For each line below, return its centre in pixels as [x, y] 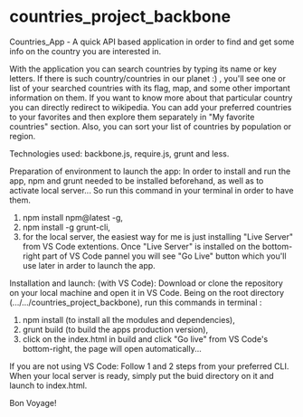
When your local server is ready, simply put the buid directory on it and [142, 375]
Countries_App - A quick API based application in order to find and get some [152, 42]
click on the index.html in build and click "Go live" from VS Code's [145, 339]
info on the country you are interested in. [85, 51]
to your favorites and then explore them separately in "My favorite [132, 117]
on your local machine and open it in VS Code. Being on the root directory [147, 292]
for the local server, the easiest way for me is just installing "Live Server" [158, 236]
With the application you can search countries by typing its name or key [143, 69]
